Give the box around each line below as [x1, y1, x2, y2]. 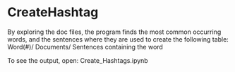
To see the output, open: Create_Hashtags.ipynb [7, 56, 148, 64]
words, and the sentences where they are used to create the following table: [7, 35, 229, 43]
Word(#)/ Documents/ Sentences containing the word [7, 42, 164, 51]
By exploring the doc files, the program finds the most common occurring [7, 28, 222, 36]
